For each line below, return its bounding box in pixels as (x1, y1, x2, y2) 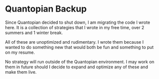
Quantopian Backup (5, 3, 87, 15)
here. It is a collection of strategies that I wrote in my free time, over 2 (5, 24, 144, 30)
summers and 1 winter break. (5, 30, 63, 35)
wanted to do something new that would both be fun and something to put (5, 44, 154, 50)
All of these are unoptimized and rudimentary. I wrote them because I (5, 39, 144, 45)
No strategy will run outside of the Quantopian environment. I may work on (5, 59, 155, 64)
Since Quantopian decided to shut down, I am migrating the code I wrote (5, 19, 150, 25)
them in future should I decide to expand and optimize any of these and (5, 64, 148, 70)
